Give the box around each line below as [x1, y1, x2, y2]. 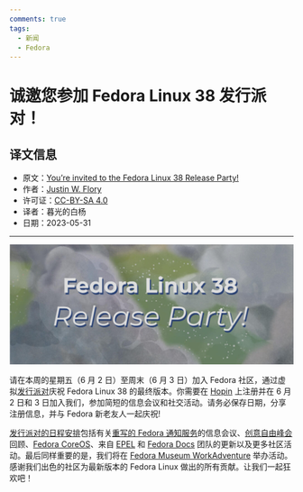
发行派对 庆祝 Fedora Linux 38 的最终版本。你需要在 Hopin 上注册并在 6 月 [17, 386, 292, 396]
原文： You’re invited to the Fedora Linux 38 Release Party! [22, 172, 239, 184]
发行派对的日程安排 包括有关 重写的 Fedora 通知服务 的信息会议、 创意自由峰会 [9, 428, 293, 439]
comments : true [9, 14, 67, 23]
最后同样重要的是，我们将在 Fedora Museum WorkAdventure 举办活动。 [24, 451, 293, 461]
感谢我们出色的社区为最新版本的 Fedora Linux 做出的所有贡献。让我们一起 [9, 461, 284, 472]
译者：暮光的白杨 [22, 206, 87, 217]
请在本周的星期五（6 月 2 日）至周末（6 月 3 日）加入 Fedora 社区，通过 [9, 375, 279, 386]
